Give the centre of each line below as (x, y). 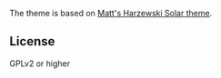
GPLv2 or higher (40, 63)
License (32, 41)
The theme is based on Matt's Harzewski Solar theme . (111, 13)
